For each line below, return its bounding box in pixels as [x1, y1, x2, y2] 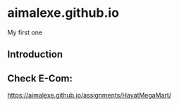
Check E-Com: [7, 72, 73, 84]
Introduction [7, 48, 63, 60]
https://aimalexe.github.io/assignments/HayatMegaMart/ [7, 91, 171, 100]
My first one [7, 28, 43, 37]
